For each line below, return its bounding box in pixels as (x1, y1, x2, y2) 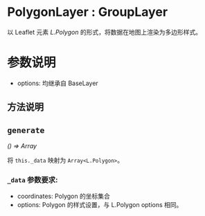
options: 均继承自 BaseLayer (17, 79, 98, 87)
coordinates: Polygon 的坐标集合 (17, 192, 111, 201)
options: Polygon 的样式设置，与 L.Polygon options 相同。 (17, 201, 183, 209)
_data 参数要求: (7, 175, 58, 184)
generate (7, 125, 45, 135)
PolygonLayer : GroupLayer (7, 4, 168, 20)
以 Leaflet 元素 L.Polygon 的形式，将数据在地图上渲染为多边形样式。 (7, 28, 202, 36)
